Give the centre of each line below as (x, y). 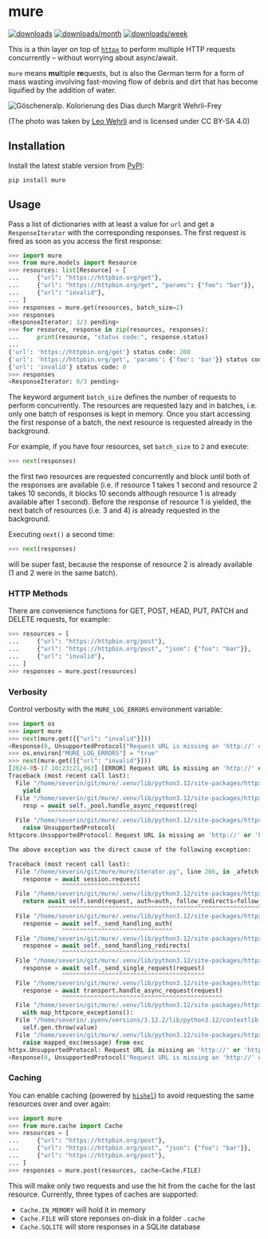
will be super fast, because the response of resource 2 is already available (130, 564)
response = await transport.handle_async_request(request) (123, 990)
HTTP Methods (38, 593)
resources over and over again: (59, 1104)
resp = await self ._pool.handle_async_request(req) (110, 806)
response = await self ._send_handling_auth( (98, 923)
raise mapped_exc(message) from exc (84, 1042)
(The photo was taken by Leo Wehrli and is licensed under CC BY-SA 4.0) (129, 121)
